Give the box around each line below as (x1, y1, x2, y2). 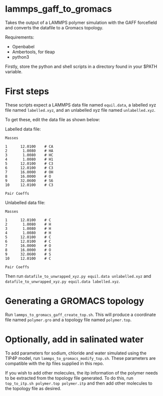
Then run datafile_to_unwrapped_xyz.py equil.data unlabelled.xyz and (5, 273, 151, 279)
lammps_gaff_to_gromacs (5, 3, 112, 15)
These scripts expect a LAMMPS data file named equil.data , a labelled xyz (5, 102, 156, 108)
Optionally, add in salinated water (5, 334, 144, 345)
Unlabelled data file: (5, 199, 45, 206)
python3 (12, 54, 29, 60)
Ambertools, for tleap (12, 49, 55, 55)
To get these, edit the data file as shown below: (5, 116, 101, 123)
